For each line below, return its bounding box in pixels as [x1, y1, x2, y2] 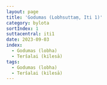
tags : [6, 59, 20, 65]
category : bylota [6, 20, 50, 26]
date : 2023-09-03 [6, 37, 50, 42]
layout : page [6, 8, 39, 15]
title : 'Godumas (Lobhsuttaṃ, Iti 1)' [6, 14, 103, 20]
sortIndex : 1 [6, 25, 39, 32]
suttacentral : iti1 [6, 31, 55, 37]
